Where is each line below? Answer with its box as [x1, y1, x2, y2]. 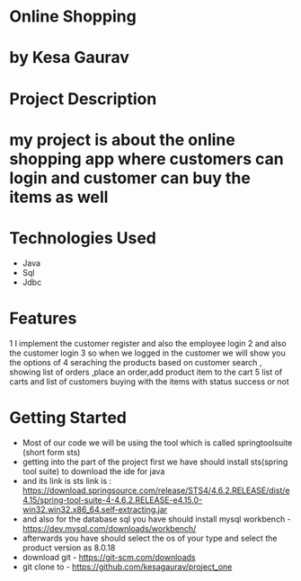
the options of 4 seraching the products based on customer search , [9, 357, 262, 367]
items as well [9, 187, 109, 207]
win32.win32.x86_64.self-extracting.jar [22, 504, 168, 515]
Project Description [9, 88, 157, 109]
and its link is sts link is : [22, 475, 112, 486]
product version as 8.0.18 [22, 541, 116, 553]
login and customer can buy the [9, 168, 252, 188]
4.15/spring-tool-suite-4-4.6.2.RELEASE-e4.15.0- [22, 494, 203, 505]
